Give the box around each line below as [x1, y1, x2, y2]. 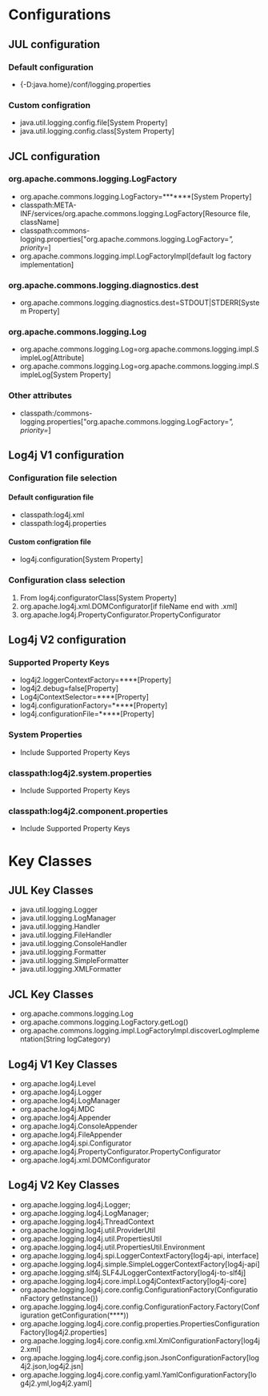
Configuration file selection [8, 472, 118, 483]
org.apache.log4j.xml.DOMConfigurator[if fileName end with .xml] [19, 601, 238, 611]
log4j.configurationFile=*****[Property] [19, 709, 154, 719]
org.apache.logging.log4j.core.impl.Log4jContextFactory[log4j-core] [19, 1276, 246, 1286]
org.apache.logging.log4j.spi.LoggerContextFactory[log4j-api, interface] [19, 1250, 259, 1260]
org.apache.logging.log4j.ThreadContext [19, 1217, 154, 1226]
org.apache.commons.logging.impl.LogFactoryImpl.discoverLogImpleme [19, 1026, 260, 1036]
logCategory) [66, 1034, 110, 1044]
